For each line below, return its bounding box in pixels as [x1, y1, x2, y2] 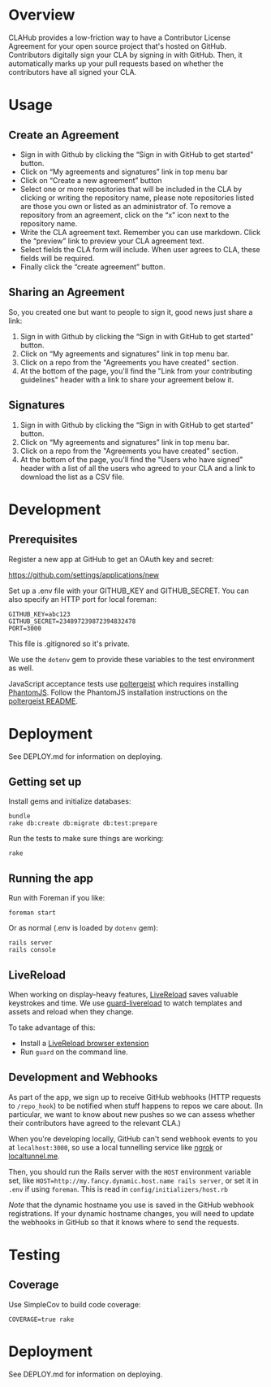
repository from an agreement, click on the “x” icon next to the [19, 210, 230, 220]
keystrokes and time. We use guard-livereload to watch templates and [8, 998, 243, 1008]
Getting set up [8, 774, 82, 788]
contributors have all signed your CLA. [8, 67, 137, 76]
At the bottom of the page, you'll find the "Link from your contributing [19, 366, 253, 376]
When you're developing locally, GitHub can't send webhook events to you [8, 1133, 258, 1144]
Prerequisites [8, 533, 78, 547]
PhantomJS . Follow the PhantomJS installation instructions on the [8, 687, 228, 697]
